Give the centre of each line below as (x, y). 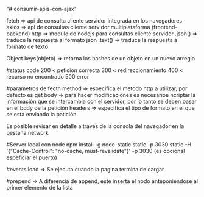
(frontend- (164, 27)
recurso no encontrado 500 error (48, 77)
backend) (18, 34)
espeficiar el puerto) (32, 157)
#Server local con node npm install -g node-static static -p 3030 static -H (99, 145)
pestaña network (27, 133)
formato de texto (27, 46)
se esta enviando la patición (41, 114)
